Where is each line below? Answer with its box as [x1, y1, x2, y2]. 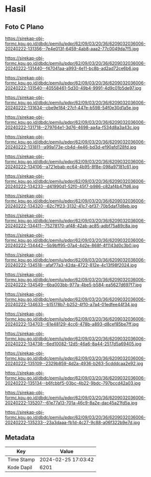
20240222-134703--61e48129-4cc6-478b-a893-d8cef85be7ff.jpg [5, 321, 139, 327]
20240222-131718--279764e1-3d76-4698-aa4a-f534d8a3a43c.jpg [5, 124, 139, 130]
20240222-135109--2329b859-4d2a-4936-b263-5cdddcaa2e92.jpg [5, 361, 144, 366]
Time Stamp [7, 456, 35, 463]
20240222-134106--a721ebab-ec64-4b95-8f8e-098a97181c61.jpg [5, 164, 139, 169]
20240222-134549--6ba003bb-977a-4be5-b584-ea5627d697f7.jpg [5, 282, 142, 288]
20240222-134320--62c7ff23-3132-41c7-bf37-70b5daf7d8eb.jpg [5, 203, 137, 209]
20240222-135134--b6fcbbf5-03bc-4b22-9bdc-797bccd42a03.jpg [5, 380, 141, 386]
